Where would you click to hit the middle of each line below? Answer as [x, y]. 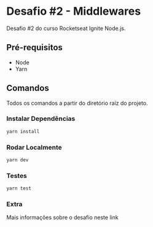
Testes [17, 175]
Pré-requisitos [35, 48]
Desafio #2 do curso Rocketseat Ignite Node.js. [66, 28]
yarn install [23, 131]
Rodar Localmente [34, 147]
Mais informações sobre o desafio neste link [62, 217]
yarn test [19, 188]
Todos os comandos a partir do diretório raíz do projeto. [77, 103]
